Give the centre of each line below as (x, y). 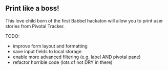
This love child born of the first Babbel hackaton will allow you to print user (84, 20)
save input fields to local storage (47, 51)
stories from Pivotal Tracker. (35, 26)
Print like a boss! (33, 8)
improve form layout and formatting (50, 46)
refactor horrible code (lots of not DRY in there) (62, 62)
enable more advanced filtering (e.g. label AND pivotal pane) (77, 57)
